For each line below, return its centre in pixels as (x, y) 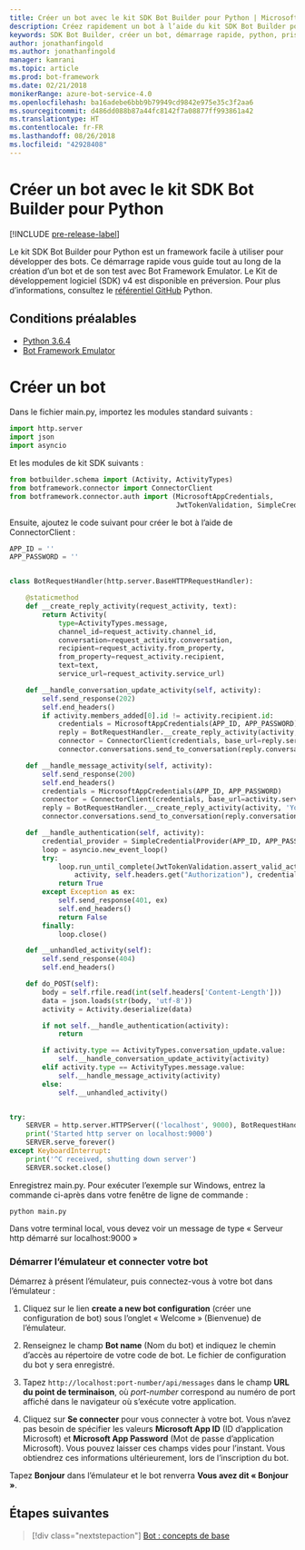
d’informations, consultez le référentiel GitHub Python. (111, 290)
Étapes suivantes (59, 1514)
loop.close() (82, 934)
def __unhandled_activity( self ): (89, 950)
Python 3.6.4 (46, 341)
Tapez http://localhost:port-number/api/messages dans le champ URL (156, 1382)
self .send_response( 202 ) (89, 699)
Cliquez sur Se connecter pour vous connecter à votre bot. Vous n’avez (157, 1419)
